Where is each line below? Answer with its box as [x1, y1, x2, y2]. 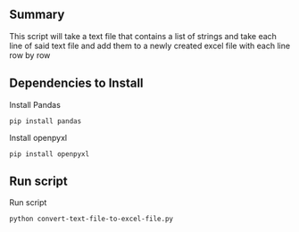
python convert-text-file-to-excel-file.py [9, 214, 174, 224]
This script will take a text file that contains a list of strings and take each [9, 30, 277, 41]
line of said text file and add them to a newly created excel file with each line [9, 40, 291, 51]
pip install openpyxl [9, 149, 90, 159]
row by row [9, 49, 51, 61]
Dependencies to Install [9, 76, 145, 91]
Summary [9, 7, 65, 22]
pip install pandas [9, 116, 82, 126]
